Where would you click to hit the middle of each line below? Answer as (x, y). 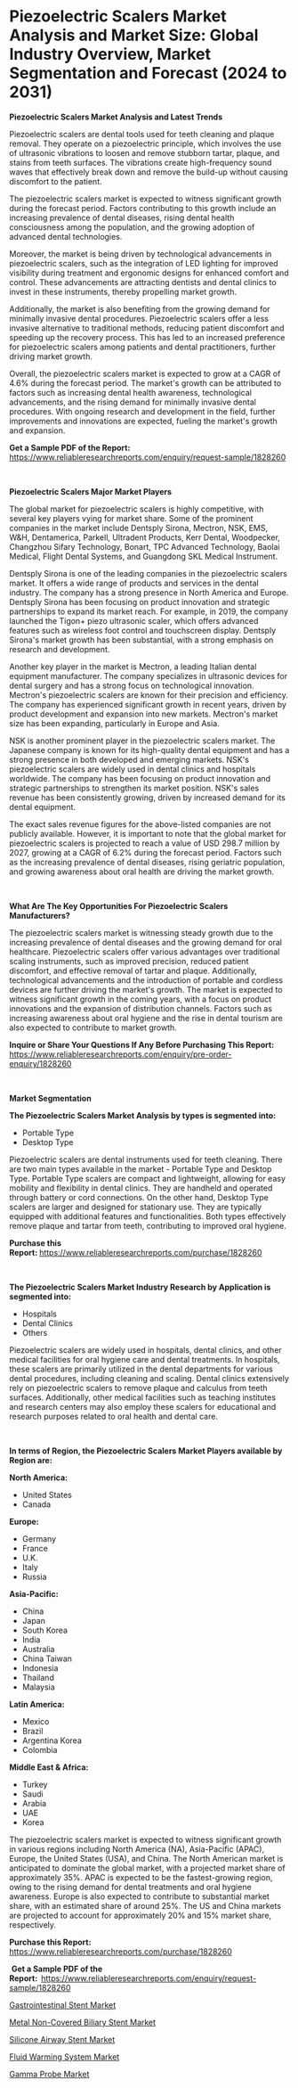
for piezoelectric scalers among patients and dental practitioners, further (142, 347)
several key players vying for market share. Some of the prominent (131, 518)
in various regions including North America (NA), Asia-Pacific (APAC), (137, 1849)
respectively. (32, 1924)
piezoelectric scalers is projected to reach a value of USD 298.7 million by (145, 843)
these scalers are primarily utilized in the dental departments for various (141, 1369)
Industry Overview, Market (110, 54)
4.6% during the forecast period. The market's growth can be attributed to (145, 383)
